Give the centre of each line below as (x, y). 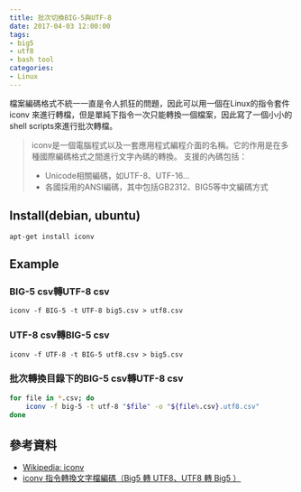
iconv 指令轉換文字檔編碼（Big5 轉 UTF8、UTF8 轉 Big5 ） (132, 478)
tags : (19, 34)
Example (34, 264)
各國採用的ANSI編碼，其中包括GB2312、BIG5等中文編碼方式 (156, 187)
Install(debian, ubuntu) (75, 216)
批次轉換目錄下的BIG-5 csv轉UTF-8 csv (96, 378)
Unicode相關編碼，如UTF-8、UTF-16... (117, 175)
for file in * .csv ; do (52, 398)
